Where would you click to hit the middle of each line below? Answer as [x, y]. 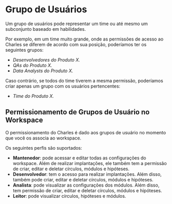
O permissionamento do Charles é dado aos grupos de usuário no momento [86, 132]
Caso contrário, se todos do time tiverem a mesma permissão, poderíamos [84, 80]
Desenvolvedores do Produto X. [46, 59]
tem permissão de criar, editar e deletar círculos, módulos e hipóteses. [87, 190]
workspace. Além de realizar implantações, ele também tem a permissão [90, 163]
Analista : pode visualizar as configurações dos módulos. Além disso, [86, 185]
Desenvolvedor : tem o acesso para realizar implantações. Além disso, [87, 174]
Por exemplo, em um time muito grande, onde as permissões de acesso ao [84, 39]
